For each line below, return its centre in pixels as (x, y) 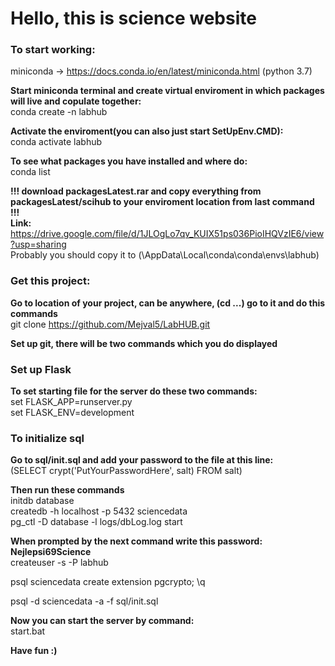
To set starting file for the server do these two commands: (134, 391)
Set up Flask (41, 369)
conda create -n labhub (59, 112)
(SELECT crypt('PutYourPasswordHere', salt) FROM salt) (126, 471)
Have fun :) (34, 651)
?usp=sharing (38, 244)
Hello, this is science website (133, 18)
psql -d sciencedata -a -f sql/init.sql (84, 601)
